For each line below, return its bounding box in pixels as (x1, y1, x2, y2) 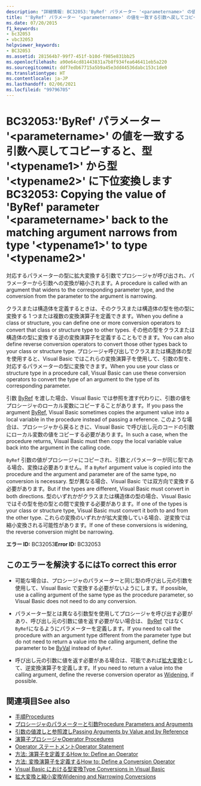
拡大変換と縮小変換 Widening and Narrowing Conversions (14, 773, 157, 780)
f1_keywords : (6, 25, 39, 32)
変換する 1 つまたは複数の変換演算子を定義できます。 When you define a (6, 312, 184, 320)
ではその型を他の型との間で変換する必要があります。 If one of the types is (6, 500, 188, 507)
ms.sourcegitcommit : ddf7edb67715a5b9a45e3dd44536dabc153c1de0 (6, 64, 167, 71)
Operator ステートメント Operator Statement (14, 743, 124, 750)
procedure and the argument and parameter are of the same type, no (6, 470, 176, 477)
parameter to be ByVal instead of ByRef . (14, 644, 112, 651)
